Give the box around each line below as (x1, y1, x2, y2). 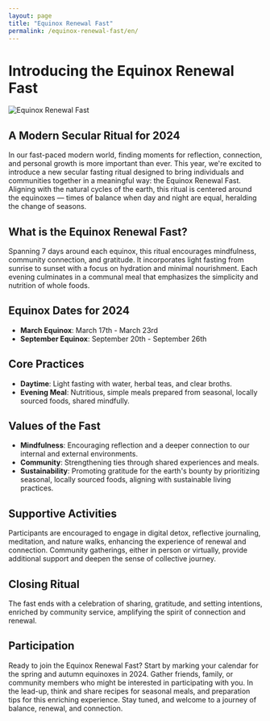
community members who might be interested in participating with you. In (8, 677, 254, 687)
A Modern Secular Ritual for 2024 (8, 128, 181, 142)
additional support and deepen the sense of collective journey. (8, 554, 216, 564)
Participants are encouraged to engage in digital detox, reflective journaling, (8, 528, 261, 538)
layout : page (8, 11, 52, 20)
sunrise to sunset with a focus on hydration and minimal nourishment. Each (8, 263, 258, 273)
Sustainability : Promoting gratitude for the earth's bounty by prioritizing (19, 466, 260, 476)
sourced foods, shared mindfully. (19, 396, 131, 406)
